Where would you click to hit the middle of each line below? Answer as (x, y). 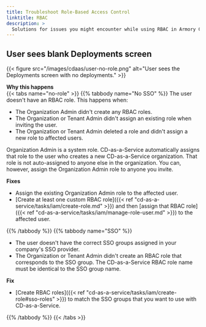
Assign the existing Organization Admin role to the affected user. (97, 193)
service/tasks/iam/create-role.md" (59, 206)
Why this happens (30, 87)
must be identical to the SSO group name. (68, 269)
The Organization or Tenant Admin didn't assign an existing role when (103, 118)
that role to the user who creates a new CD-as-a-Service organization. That (102, 156)
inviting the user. (36, 125)
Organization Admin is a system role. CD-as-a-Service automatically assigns (103, 150)
